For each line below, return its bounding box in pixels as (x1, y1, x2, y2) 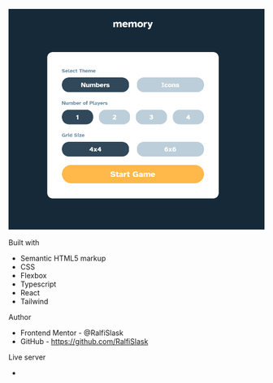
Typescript (19, 279, 57, 289)
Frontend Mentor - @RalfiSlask (19, 328, 123, 338)
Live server (8, 352, 46, 362)
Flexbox (19, 270, 47, 280)
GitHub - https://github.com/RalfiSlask (19, 336, 149, 346)
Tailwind (19, 296, 49, 306)
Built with (8, 237, 40, 247)
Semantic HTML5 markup (19, 253, 106, 263)
